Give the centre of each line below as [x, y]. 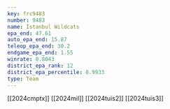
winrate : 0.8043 [31, 59]
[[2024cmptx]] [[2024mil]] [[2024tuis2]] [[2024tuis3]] [86, 99]
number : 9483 [26, 20]
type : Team [23, 79]
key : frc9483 [26, 14]
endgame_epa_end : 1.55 [40, 53]
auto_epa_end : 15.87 [37, 40]
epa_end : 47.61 [29, 33]
